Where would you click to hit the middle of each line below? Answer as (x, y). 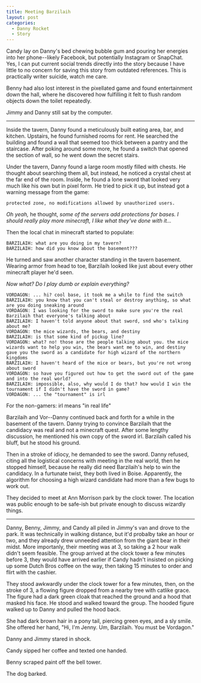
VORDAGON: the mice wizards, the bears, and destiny (73, 332)
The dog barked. (27, 674)
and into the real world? (38, 379)
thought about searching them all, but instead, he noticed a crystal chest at (99, 173)
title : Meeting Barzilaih (38, 12)
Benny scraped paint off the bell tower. (54, 662)
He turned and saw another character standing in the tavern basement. (94, 260)
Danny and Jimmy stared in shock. (49, 639)
